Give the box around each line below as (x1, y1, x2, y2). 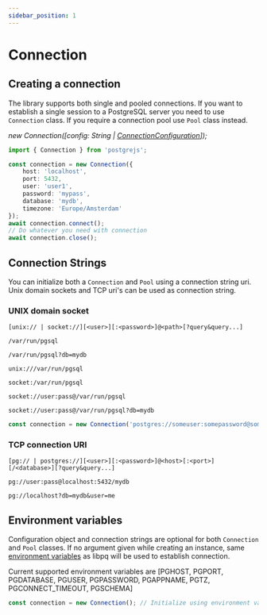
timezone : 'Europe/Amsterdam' (22, 204, 123, 213)
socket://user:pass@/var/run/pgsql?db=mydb (8, 406, 155, 415)
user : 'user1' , (22, 183, 73, 190)
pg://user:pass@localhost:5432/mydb (8, 478, 130, 486)
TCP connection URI (8, 440, 87, 451)
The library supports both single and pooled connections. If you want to (8, 98, 243, 108)
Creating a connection (8, 77, 121, 91)
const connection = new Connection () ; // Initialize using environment (8, 599, 250, 607)
